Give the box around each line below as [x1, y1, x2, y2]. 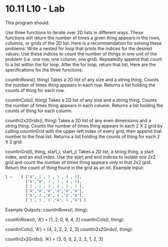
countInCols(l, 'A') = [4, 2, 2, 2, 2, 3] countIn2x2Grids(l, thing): [5, 226, 133, 232]
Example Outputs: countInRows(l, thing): [5, 207, 89, 213]
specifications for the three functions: [5, 66, 83, 73]
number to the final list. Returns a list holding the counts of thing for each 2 [5, 133, 160, 139]
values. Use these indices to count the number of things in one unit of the [5, 51, 157, 57]
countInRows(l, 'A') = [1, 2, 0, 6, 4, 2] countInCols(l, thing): [5, 217, 124, 223]
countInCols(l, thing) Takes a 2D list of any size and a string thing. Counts [5, 97, 157, 103]
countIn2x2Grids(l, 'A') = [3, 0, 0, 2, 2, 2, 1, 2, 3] [5, 236, 103, 242]
